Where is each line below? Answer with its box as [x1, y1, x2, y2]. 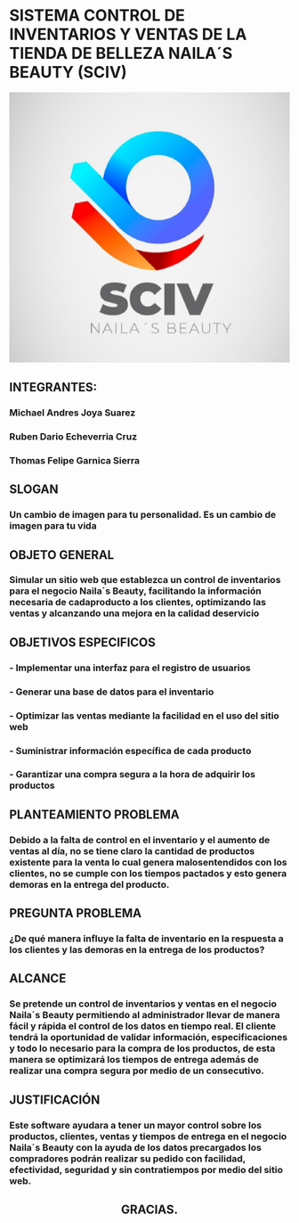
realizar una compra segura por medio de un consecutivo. [9, 1064, 265, 1077]
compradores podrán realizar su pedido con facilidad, [9, 1152, 246, 1164]
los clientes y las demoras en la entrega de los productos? [9, 944, 265, 956]
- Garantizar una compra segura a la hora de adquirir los [9, 768, 256, 781]
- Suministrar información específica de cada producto [9, 744, 252, 757]
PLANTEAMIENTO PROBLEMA [9, 807, 180, 822]
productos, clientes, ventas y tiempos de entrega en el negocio [9, 1129, 287, 1142]
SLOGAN [9, 482, 59, 497]
